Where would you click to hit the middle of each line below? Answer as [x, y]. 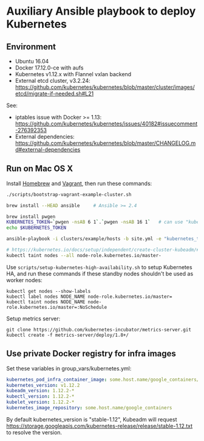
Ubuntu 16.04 [32, 61]
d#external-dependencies [48, 150]
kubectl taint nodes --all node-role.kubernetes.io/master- [84, 255]
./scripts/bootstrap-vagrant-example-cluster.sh [69, 194]
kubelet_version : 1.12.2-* [40, 402]
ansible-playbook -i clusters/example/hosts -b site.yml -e [84, 239]
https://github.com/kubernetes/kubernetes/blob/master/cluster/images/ [105, 87]
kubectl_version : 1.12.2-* [40, 397]
